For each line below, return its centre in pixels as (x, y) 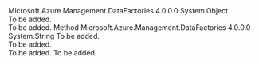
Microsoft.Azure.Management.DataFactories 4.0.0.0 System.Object (118, 11)
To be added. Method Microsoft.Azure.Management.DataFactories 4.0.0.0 (129, 28)
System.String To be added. (54, 36)
